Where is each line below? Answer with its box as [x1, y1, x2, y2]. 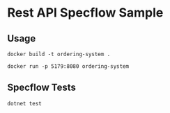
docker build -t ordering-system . [7, 51, 111, 58]
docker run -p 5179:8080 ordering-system [7, 63, 130, 70]
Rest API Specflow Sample [7, 5, 164, 21]
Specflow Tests [7, 82, 77, 94]
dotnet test [7, 100, 42, 107]
